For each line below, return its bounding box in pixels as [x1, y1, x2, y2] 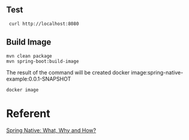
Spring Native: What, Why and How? [6, 126, 97, 134]
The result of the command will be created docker [6, 68, 130, 76]
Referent [6, 106, 51, 120]
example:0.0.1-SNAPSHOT [6, 75, 71, 82]
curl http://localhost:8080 [8, 20, 79, 26]
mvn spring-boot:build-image [6, 58, 79, 64]
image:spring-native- [131, 68, 184, 76]
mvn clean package [6, 53, 52, 59]
